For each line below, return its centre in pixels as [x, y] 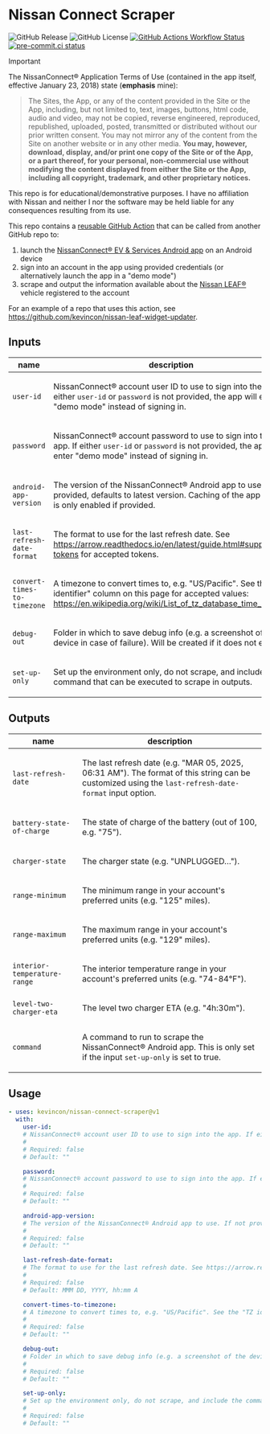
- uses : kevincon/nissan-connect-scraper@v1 [84, 1112]
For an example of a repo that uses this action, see [92, 308]
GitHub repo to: [34, 234]
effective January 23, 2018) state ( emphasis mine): [93, 85]
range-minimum [39, 895]
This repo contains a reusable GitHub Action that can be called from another [135, 226]
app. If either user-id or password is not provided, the [153, 445]
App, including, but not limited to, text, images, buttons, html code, [138, 109]
